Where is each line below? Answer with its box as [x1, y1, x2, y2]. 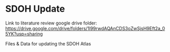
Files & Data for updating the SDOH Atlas [5, 40, 91, 46]
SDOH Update [5, 3, 65, 15]
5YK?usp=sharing [5, 31, 43, 37]
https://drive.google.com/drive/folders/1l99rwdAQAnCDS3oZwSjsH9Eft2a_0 [5, 25, 165, 31]
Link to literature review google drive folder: [5, 20, 98, 26]
